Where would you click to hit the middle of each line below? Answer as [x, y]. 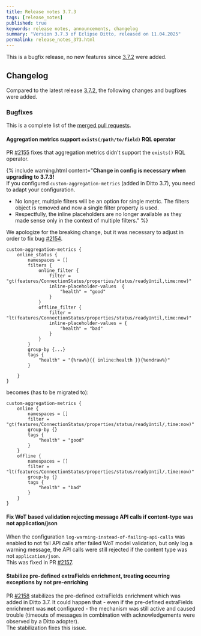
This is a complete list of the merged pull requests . [69, 125]
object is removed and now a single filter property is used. [87, 208]
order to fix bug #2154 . [34, 239]
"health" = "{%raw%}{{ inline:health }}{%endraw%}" [104, 360]
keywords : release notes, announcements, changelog [72, 29]
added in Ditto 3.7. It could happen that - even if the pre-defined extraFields [100, 602]
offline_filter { [60, 307]
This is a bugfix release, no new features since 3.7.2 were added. [86, 57]
